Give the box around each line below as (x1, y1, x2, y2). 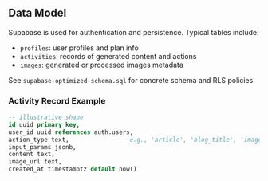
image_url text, (8, 158, 62, 166)
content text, (8, 151, 56, 159)
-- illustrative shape (8, 113, 84, 122)
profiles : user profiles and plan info (19, 43, 140, 53)
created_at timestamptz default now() (8, 165, 137, 174)
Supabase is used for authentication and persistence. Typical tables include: (8, 27, 259, 37)
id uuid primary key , (8, 120, 81, 128)
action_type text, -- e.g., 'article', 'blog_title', (8, 136, 238, 144)
